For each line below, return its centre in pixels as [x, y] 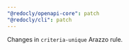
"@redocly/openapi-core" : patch [53, 13]
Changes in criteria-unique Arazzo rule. [65, 39]
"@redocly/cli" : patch [39, 20]
